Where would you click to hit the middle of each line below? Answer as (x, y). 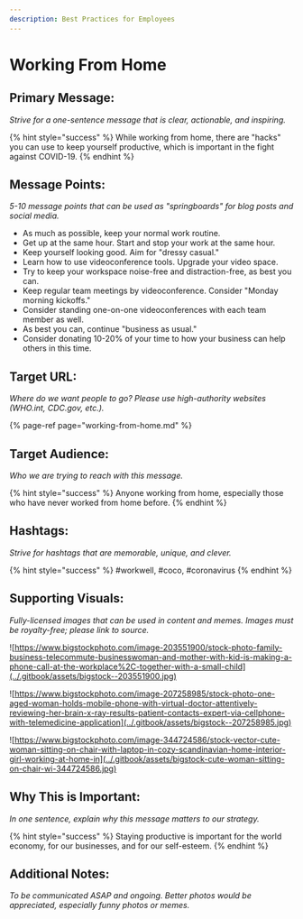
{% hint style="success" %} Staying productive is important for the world (146, 836)
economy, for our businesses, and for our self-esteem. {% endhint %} (139, 845)
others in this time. (57, 348)
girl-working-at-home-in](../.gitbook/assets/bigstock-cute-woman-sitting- (147, 758)
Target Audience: (60, 454)
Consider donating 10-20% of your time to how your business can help (154, 339)
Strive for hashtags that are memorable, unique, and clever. (120, 552)
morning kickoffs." (56, 300)
